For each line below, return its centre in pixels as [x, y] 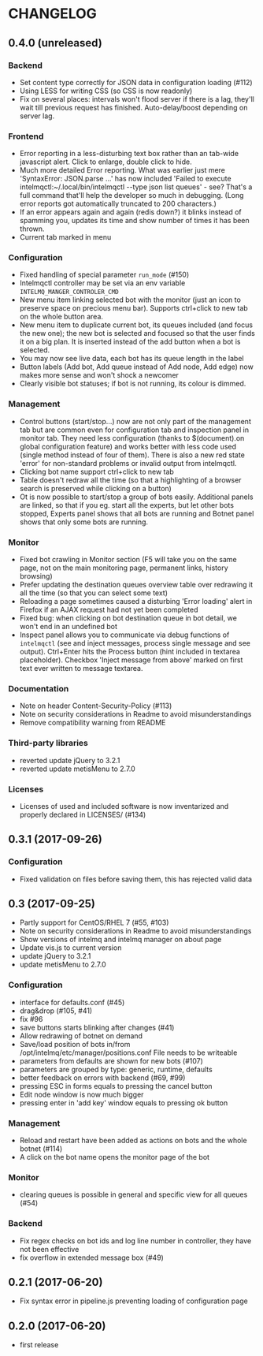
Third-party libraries [48, 743]
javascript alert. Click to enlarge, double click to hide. [106, 162]
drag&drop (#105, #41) [56, 1011]
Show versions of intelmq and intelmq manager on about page [120, 940]
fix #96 [31, 1019]
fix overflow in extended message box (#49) [91, 1257]
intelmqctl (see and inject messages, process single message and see [135, 643]
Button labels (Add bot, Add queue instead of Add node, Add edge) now [136, 367]
